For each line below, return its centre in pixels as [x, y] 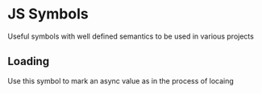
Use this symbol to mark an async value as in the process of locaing [121, 80]
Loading [29, 61]
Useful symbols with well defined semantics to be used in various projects [131, 36]
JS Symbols [48, 14]
